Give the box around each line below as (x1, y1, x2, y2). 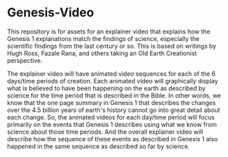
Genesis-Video (7, 5, 94, 20)
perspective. (7, 56, 42, 64)
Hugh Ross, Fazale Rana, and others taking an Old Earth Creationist (7, 49, 197, 57)
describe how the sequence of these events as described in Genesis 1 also (7, 134, 218, 143)
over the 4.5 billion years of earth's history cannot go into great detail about (7, 106, 220, 114)
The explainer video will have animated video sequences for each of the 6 (7, 70, 216, 78)
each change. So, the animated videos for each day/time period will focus (7, 113, 215, 121)
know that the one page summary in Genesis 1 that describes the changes (7, 98, 216, 106)
